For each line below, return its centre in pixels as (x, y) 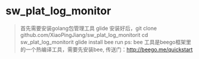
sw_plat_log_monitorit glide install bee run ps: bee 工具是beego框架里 (106, 42)
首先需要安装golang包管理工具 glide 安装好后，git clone (88, 28)
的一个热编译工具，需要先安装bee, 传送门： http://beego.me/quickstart (106, 49)
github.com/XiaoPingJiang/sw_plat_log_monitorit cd (84, 35)
